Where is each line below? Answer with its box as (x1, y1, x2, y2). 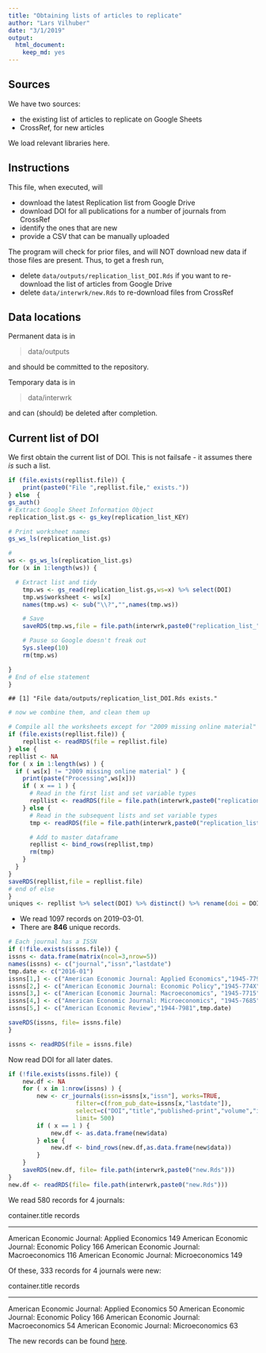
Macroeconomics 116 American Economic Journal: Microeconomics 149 (8, 1250, 243, 1259)
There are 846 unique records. (19, 923, 121, 932)
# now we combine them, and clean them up (8, 708, 150, 717)
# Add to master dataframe (28, 833, 119, 842)
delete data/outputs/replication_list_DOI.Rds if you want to (19, 271, 220, 280)
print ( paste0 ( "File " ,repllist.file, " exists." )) (22, 484, 190, 492)
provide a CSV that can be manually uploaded (19, 231, 170, 241)
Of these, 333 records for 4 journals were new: (8, 1266, 161, 1275)
